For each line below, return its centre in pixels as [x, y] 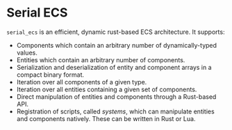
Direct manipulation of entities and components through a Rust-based [116, 96]
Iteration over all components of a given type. [82, 82]
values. [27, 53]
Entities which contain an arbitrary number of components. [101, 59]
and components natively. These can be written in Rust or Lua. [106, 118]
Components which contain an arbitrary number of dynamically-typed [116, 45]
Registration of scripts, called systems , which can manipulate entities [115, 111]
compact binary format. [50, 75]
